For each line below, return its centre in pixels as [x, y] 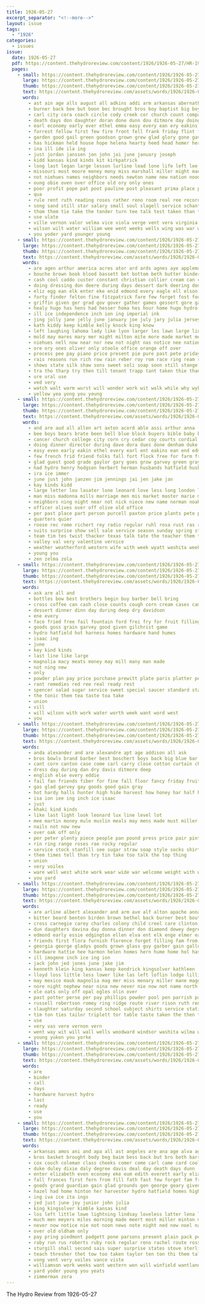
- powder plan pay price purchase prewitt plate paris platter [110, 679]
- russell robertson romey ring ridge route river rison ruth [109, 1003]
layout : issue [24, 23]
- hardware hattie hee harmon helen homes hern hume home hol [109, 952]
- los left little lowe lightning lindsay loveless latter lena [112, 1214]
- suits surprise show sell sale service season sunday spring [110, 531]
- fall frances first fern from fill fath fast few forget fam [110, 1180]
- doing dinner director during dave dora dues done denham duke [113, 445]
